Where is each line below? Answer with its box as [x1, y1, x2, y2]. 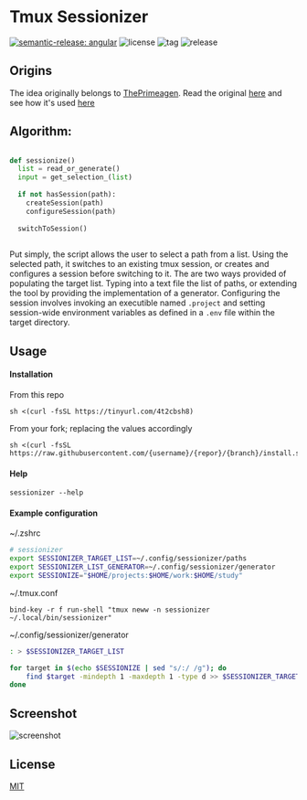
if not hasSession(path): [17, 190, 117, 199]
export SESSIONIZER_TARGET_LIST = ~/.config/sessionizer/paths [9, 554, 248, 563]
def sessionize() [9, 155, 76, 165]
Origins [9, 63, 53, 79]
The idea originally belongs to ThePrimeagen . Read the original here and [9, 87, 282, 98]
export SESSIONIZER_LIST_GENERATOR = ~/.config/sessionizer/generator [9, 562, 276, 572]
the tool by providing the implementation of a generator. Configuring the [9, 288, 281, 299]
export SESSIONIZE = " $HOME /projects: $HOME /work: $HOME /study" [9, 571, 244, 580]
